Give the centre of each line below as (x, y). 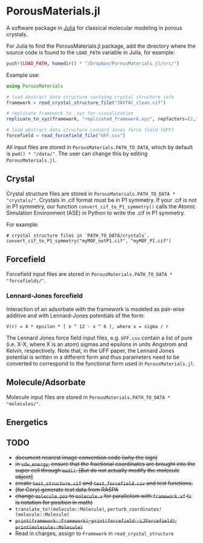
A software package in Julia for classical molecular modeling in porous (94, 28)
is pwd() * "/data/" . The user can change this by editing (77, 153)
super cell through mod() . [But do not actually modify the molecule (97, 470)
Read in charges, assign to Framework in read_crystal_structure (94, 533)
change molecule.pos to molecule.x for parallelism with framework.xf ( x (103, 496)
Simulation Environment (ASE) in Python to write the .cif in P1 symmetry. (96, 213)
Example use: (23, 75)
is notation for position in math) (54, 502)
